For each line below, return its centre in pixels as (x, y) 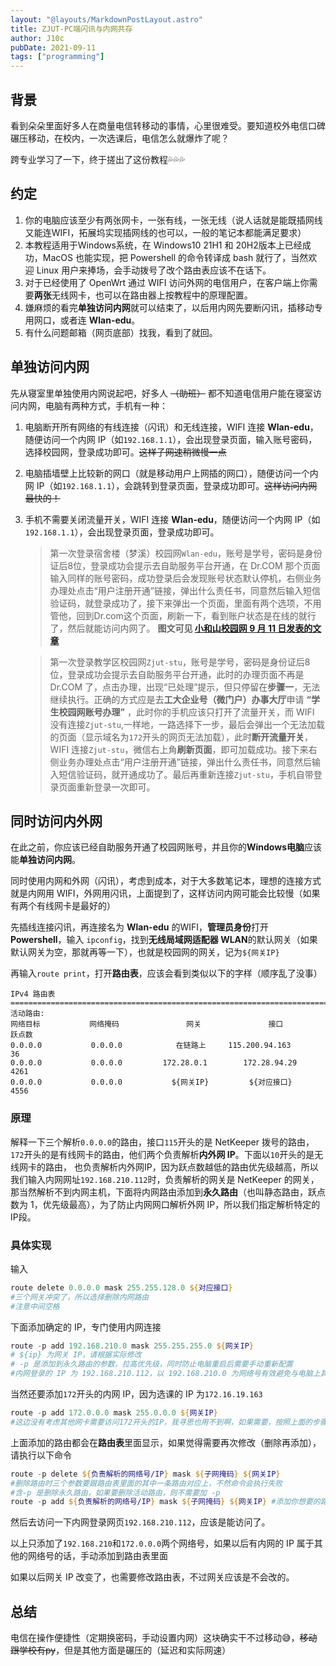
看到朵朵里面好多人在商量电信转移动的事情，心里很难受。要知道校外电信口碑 (168, 125)
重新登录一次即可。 (116, 787)
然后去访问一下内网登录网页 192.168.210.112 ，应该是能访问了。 (140, 1522)
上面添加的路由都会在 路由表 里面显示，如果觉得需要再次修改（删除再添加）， (166, 1442)
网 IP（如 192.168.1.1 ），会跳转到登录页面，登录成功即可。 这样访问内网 (171, 485)
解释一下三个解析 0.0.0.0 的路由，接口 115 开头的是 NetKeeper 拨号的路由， (162, 1142)
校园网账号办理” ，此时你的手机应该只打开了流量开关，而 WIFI (186, 712)
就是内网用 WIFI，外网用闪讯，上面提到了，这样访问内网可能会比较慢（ (156, 893)
